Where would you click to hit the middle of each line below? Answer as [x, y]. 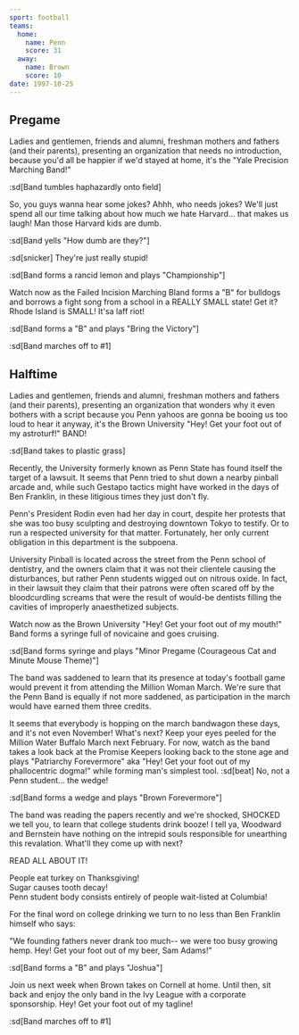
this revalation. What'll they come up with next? [96, 843]
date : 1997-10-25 [42, 84]
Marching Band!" [40, 170]
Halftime [33, 374]
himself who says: [42, 923]
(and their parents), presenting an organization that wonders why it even [142, 405]
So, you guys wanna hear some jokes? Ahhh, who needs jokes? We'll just [144, 204]
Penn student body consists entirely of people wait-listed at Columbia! [138, 897]
